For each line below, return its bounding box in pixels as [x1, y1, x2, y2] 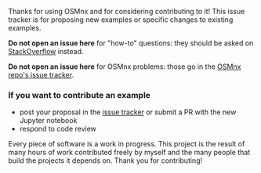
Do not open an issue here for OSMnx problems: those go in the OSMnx [8, 62, 241, 71]
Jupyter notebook [19, 116, 78, 125]
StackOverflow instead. [8, 47, 84, 56]
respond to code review [19, 124, 96, 134]
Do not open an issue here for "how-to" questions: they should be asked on [8, 38, 254, 48]
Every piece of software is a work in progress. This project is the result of [8, 139, 245, 149]
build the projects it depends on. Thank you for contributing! [8, 156, 203, 165]
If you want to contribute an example [8, 89, 151, 100]
